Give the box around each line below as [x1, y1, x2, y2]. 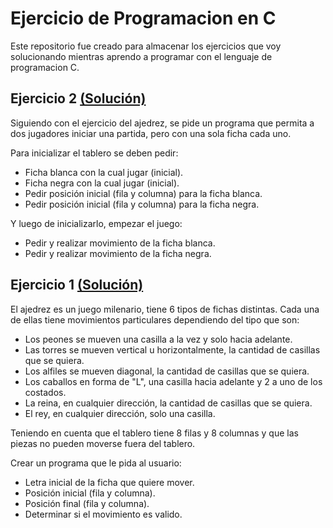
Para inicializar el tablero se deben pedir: [10, 147, 179, 159]
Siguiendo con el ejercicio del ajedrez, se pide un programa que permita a [10, 117, 315, 129]
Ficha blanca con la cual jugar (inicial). [24, 166, 184, 178]
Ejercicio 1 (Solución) [10, 277, 144, 294]
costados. [24, 386, 67, 398]
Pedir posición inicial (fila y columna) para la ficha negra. [24, 198, 260, 210]
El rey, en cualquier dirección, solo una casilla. [24, 407, 216, 419]
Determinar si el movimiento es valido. [24, 508, 183, 520]
